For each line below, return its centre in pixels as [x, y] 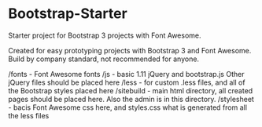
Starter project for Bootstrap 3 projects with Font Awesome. [105, 35]
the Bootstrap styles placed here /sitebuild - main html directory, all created [131, 90]
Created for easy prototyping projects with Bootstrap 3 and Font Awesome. [130, 50]
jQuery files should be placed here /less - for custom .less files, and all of [127, 82]
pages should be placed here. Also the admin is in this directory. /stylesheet [131, 99]
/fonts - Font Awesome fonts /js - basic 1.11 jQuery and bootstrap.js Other [126, 74]
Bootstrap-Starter [68, 14]
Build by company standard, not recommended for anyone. [103, 59]
